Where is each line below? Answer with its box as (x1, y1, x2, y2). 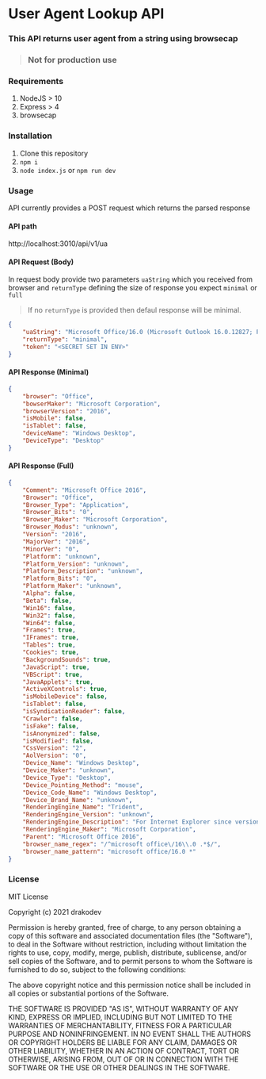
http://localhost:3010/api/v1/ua (8, 239, 108, 248)
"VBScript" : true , (22, 670, 83, 678)
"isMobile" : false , (22, 414, 87, 423)
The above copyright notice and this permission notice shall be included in (8, 980, 251, 989)
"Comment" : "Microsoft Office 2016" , (22, 486, 147, 494)
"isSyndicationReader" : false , (22, 708, 126, 716)
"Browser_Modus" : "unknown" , (22, 523, 119, 532)
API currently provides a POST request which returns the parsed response (8, 203, 251, 213)
